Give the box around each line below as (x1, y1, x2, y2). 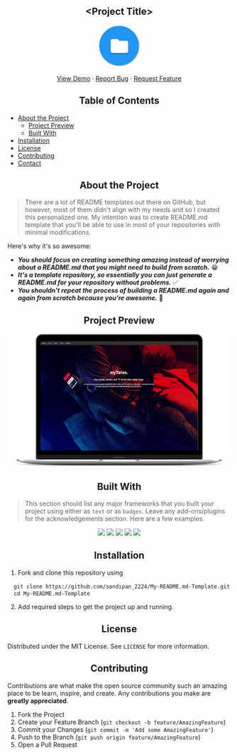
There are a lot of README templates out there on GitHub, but (24, 198, 206, 206)
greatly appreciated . (7, 696, 69, 705)
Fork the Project (17, 710, 65, 718)
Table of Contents (79, 95, 160, 107)
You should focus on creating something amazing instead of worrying (17, 255, 229, 265)
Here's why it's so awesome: (7, 242, 92, 250)
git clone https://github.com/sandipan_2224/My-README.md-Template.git (13, 583, 231, 590)
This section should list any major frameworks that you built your (24, 499, 214, 508)
